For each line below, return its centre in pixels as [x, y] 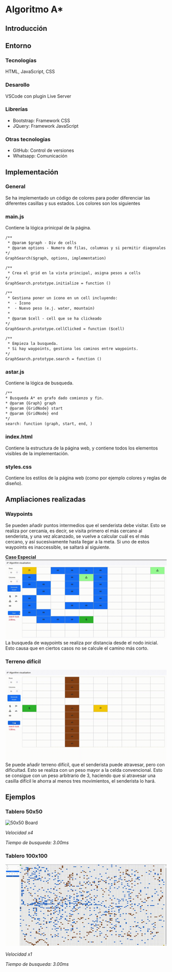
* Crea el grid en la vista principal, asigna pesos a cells [74, 273]
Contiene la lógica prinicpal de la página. [48, 228]
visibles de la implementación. [37, 453]
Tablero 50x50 [24, 811]
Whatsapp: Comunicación [40, 156]
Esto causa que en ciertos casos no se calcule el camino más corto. [77, 648]
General [15, 187]
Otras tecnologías [28, 139]
